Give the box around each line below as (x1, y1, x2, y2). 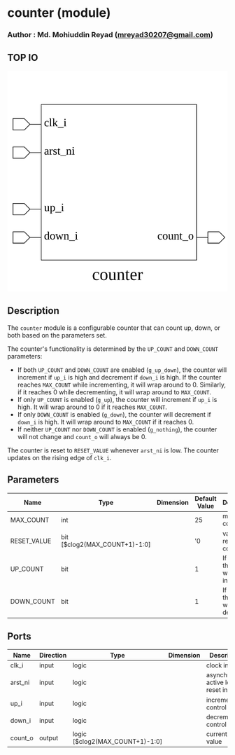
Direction (39, 651, 67, 659)
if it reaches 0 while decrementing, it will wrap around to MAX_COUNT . (17, 387, 212, 396)
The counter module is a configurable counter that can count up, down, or (7, 324, 220, 332)
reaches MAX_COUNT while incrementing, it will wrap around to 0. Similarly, (17, 380, 226, 389)
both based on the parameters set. (7, 331, 107, 339)
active (206, 678, 224, 687)
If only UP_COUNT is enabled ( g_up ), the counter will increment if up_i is (17, 395, 218, 403)
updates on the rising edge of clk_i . (7, 453, 112, 462)
